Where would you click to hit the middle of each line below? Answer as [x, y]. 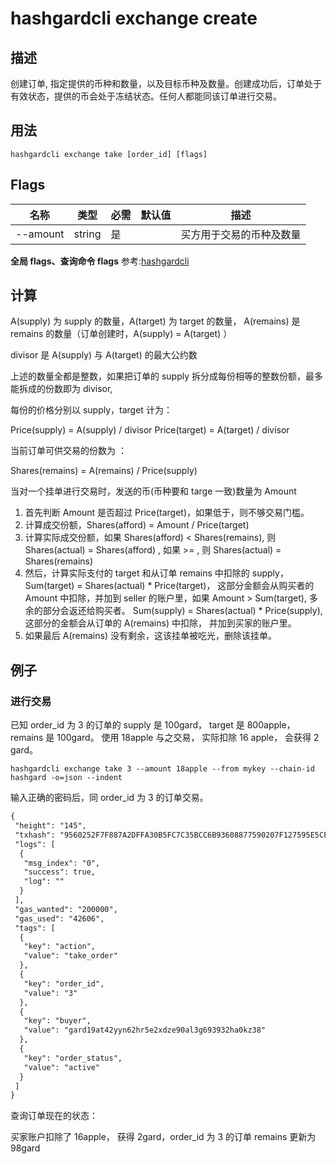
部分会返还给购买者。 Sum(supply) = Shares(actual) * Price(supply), [182, 611]
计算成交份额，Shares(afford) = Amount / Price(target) [137, 525]
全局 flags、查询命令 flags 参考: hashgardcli [100, 261]
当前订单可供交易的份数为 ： [68, 451]
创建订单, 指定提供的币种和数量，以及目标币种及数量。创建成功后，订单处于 [166, 83]
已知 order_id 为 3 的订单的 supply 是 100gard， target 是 [127, 725]
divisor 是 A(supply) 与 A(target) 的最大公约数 [104, 355]
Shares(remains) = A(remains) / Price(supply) [104, 471]
